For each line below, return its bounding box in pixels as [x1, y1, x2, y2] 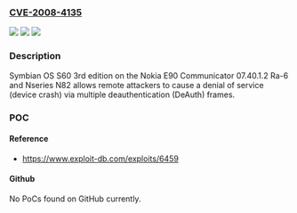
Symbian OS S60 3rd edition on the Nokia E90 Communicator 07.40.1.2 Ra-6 [9, 70, 289, 81]
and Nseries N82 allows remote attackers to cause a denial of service [9, 79, 264, 90]
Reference [9, 134, 49, 144]
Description [9, 50, 61, 62]
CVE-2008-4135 [9, 6, 83, 19]
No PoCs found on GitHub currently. [9, 193, 141, 204]
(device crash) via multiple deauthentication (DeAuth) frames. [9, 89, 236, 100]
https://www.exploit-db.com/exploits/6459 [21, 153, 180, 164]
